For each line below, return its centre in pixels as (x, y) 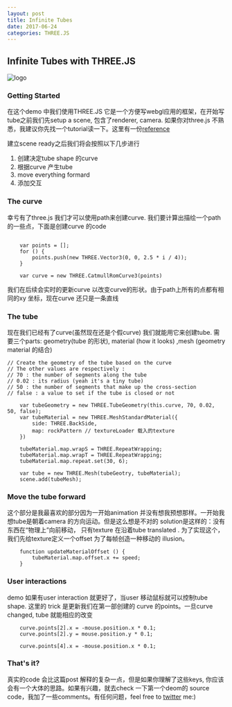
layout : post (26, 14)
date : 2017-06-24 (32, 26)
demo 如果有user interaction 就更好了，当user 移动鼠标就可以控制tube (107, 597)
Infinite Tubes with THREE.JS (72, 61)
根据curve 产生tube (45, 167)
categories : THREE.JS (38, 33)
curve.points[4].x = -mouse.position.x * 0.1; (88, 646)
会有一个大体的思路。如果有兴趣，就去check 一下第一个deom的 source (108, 688)
